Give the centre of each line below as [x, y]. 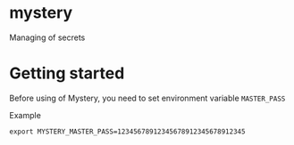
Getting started [67, 73]
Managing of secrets [47, 37]
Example [25, 115]
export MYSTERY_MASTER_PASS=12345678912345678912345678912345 [127, 132]
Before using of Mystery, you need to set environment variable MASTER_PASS [147, 98]
